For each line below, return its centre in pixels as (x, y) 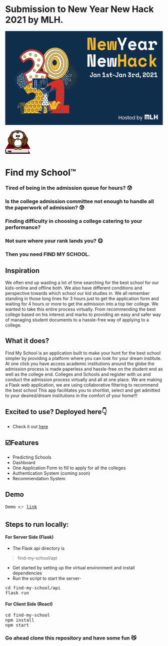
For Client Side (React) (29, 604)
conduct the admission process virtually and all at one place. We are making (84, 380)
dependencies (27, 573)
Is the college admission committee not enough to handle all (79, 201)
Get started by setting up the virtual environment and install (73, 567)
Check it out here (30, 426)
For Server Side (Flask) (29, 537)
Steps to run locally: (37, 524)
